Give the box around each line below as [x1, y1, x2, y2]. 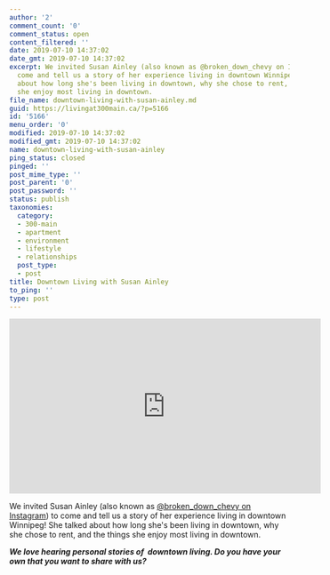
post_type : [17, 261, 58, 270]
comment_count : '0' [9, 21, 82, 30]
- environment [17, 236, 69, 245]
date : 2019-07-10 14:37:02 [9, 46, 109, 55]
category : [17, 211, 53, 220]
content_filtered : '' [9, 37, 90, 47]
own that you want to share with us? [9, 556, 147, 567]
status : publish [9, 195, 69, 204]
